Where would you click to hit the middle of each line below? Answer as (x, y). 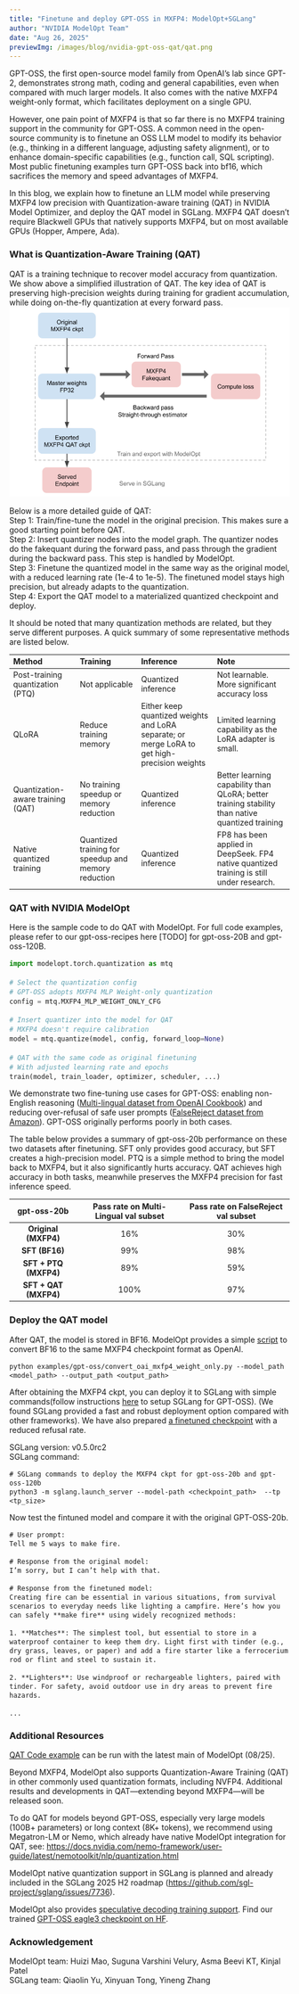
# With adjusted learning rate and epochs (89, 1067)
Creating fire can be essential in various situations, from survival (143, 1597)
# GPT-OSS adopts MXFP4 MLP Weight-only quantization (111, 992)
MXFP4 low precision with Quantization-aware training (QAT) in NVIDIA (140, 203)
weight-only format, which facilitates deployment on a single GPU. (130, 102)
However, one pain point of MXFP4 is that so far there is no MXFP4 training (147, 119)
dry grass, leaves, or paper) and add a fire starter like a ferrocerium (149, 1651)
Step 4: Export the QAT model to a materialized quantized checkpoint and (144, 596)
